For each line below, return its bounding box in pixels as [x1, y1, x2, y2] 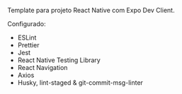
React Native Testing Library [17, 56, 101, 64]
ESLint [17, 33, 37, 42]
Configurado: [7, 20, 46, 28]
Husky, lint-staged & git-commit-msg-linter [17, 78, 144, 87]
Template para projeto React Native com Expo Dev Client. [7, 6, 175, 14]
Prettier [17, 41, 40, 49]
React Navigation [17, 64, 68, 71]
